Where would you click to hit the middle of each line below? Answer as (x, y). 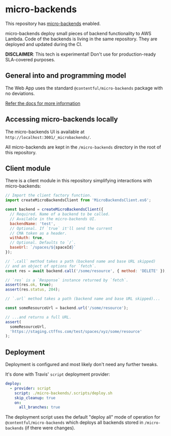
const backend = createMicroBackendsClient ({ (54, 210)
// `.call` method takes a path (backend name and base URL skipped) (81, 261)
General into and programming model (66, 76)
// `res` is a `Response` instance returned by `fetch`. (67, 280)
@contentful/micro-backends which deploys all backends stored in (74, 423)
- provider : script (31, 388)
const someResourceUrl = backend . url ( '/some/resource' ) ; (67, 308)
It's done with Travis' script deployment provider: (58, 374)
